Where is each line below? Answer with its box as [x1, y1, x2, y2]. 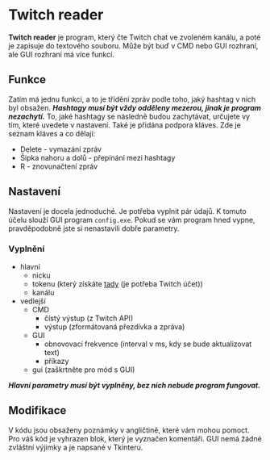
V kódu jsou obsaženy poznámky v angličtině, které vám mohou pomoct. [8, 425, 250, 435]
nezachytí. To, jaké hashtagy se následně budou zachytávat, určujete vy [8, 111, 251, 121]
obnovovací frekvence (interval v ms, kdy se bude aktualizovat [44, 339, 252, 349]
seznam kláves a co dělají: [8, 128, 96, 138]
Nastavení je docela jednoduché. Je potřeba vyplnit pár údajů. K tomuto [8, 206, 247, 215]
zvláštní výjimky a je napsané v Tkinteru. [8, 442, 143, 452]
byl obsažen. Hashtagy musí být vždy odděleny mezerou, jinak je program [8, 102, 262, 112]
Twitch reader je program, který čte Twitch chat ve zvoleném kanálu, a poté [8, 32, 261, 42]
